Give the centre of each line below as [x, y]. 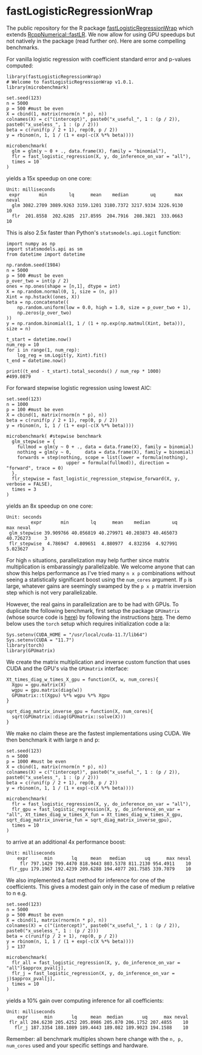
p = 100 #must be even [35, 409]
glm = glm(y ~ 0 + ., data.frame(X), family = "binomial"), [89, 151]
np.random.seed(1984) [34, 265]
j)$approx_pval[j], [31, 978]
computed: [20, 66]
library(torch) [25, 645]
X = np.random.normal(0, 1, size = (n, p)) [62, 292]
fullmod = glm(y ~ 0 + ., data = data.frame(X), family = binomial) [106, 447]
